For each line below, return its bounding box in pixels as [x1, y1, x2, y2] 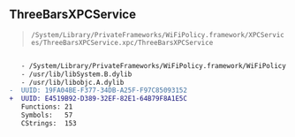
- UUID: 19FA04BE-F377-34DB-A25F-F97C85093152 [9, 86, 188, 95]
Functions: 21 [20, 103, 73, 111]
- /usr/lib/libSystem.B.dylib [20, 70, 132, 79]
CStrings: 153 [20, 118, 77, 127]
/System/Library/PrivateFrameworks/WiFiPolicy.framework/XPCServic [30, 30, 284, 39]
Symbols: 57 [20, 110, 73, 120]
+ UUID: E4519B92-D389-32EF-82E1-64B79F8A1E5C [9, 95, 188, 103]
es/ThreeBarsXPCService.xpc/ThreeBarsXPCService [30, 38, 214, 47]
